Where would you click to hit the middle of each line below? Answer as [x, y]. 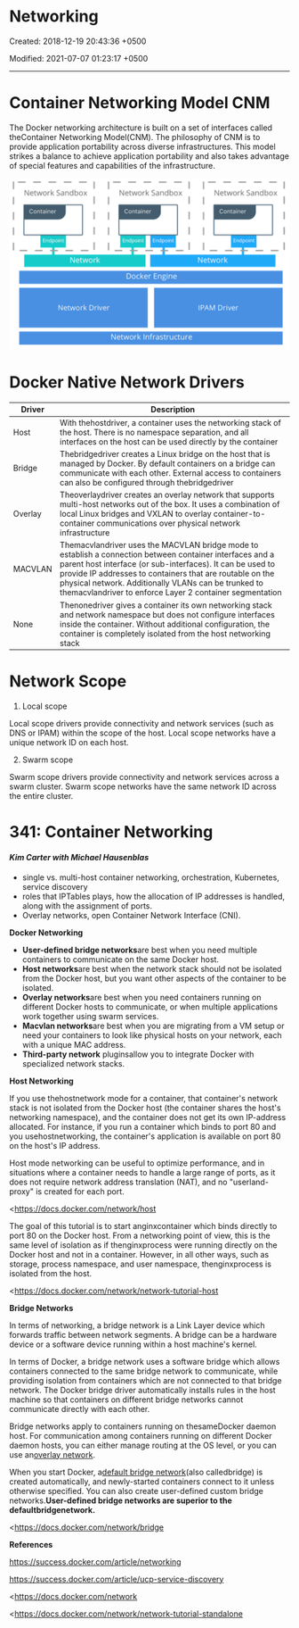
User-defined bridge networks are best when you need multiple [140, 950]
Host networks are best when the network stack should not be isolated [152, 968]
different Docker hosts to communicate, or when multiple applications [150, 1007]
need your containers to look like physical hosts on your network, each [152, 1035]
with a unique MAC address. [74, 1044]
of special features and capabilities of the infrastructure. [113, 165]
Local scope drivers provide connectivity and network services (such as [141, 724]
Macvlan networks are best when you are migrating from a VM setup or [153, 1026]
